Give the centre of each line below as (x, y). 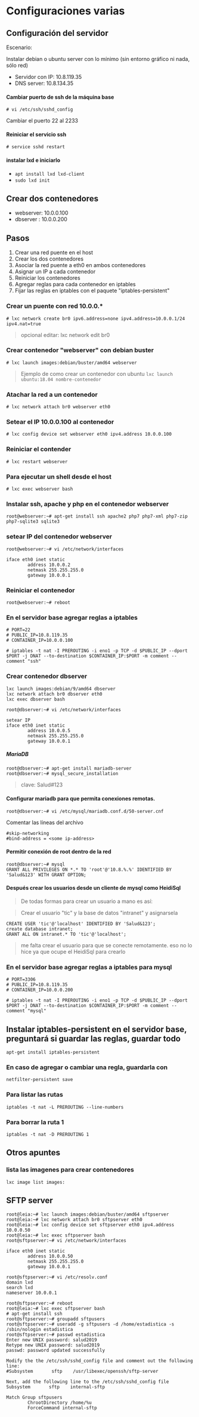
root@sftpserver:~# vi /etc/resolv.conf (57, 1277)
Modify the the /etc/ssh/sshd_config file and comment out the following (100, 1361)
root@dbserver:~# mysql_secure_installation (62, 774)
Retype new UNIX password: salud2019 (53, 1345)
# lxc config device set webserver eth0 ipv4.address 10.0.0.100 (89, 434)
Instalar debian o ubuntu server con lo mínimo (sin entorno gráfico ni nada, (98, 59)
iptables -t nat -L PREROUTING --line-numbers (65, 1107)
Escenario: (19, 47)
